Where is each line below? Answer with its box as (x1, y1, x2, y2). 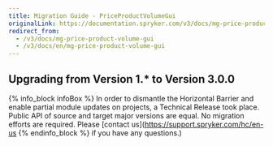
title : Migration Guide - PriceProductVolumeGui (8, 11, 176, 20)
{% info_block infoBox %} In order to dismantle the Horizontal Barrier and (8, 93, 254, 103)
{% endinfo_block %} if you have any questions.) (18, 127, 183, 138)
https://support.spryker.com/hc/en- (144, 119, 264, 129)
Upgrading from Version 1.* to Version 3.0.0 (8, 72, 236, 86)
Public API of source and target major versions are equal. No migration (8, 110, 245, 120)
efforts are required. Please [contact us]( (8, 119, 145, 129)
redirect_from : (8, 27, 60, 35)
